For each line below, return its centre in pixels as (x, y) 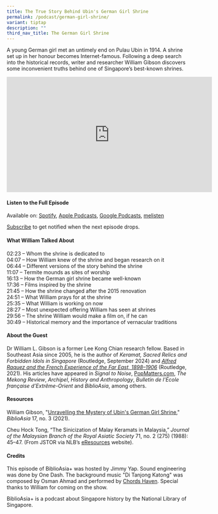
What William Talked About (40, 240)
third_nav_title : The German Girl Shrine (58, 33)
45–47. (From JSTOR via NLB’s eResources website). (70, 442)
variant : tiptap (26, 22)
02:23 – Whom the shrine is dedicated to (56, 253)
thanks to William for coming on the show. (57, 488)
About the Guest (27, 335)
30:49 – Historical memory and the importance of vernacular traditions (92, 322)
